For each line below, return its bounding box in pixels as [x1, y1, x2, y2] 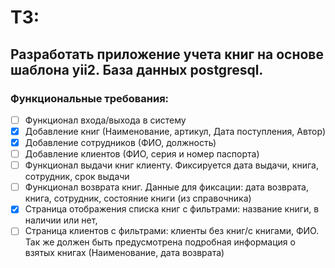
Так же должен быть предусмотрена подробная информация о [24, 236, 296, 248]
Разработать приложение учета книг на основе [10, 46, 324, 63]
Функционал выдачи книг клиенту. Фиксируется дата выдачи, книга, [24, 159, 319, 171]
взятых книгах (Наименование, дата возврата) [24, 247, 225, 259]
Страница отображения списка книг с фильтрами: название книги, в [24, 203, 320, 215]
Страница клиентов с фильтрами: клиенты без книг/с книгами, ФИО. [24, 225, 320, 237]
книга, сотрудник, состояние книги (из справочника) [24, 192, 252, 205]
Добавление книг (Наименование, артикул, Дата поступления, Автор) [24, 125, 326, 137]
